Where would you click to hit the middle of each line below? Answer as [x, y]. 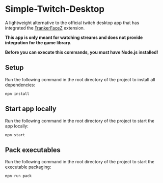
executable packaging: [28, 167]
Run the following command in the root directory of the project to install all [80, 79]
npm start [15, 135]
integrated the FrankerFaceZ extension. [45, 28]
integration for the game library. [39, 42]
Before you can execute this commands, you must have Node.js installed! [82, 52]
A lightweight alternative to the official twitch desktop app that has [72, 23]
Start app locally [31, 109]
